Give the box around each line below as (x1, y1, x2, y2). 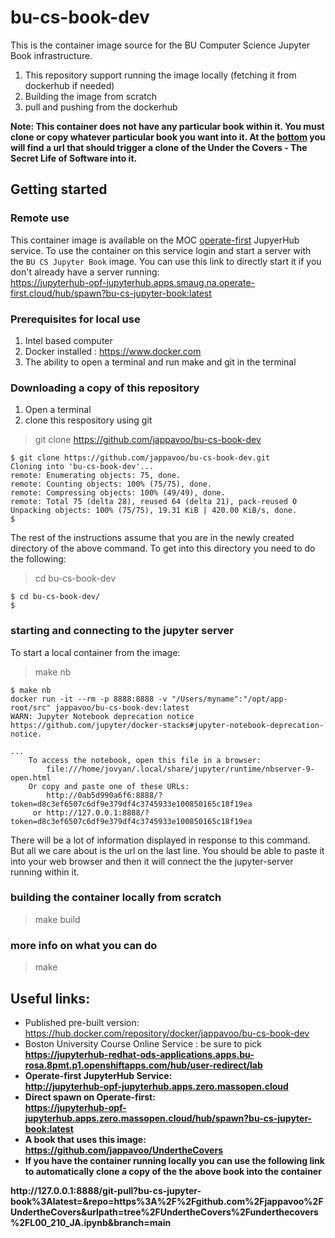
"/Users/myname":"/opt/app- (171, 694, 288, 704)
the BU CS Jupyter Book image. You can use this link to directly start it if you (10, 255, 322, 267)
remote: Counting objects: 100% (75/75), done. (10, 479, 213, 490)
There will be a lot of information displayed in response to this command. (10, 834, 311, 846)
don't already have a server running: (10, 266, 160, 278)
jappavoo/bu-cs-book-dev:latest (54, 702, 190, 713)
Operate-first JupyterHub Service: (24, 1069, 173, 1081)
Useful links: (10, 990, 91, 1007)
